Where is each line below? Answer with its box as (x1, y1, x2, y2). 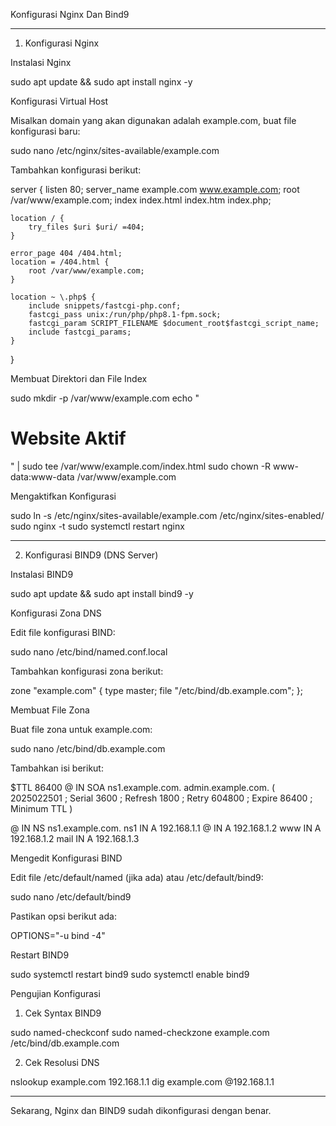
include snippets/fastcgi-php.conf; (28, 301, 182, 311)
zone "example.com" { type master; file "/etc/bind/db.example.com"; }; (10, 684, 303, 696)
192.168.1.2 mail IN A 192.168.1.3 (10, 832, 140, 844)
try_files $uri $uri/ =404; (28, 222, 145, 232)
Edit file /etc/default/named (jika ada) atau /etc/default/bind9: (10, 871, 264, 883)
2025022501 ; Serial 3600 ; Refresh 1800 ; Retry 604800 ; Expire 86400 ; (10, 792, 313, 804)
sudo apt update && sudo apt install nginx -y (10, 76, 193, 88)
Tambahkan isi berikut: (10, 762, 104, 774)
